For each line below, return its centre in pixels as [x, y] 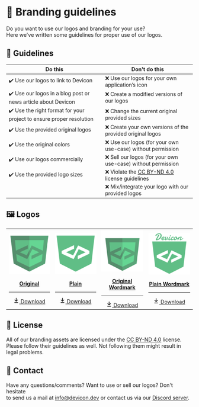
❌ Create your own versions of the [147, 127]
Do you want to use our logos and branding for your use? [76, 28]
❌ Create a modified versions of [144, 94]
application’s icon [126, 85]
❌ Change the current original [141, 111]
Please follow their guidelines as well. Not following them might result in [94, 345]
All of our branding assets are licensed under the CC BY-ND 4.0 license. [94, 339]
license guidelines [127, 178]
